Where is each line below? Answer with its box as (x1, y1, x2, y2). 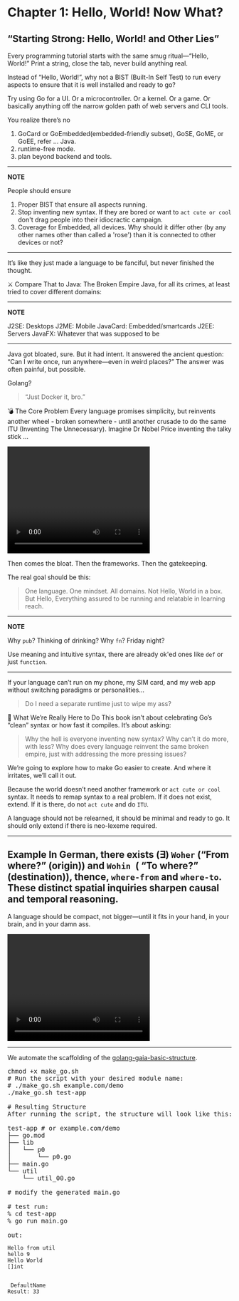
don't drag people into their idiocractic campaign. (17, 215, 164, 224)
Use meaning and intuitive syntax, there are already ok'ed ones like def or (7, 650, 223, 658)
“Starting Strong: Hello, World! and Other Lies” (7, 33, 220, 45)
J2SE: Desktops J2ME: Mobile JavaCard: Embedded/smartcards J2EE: (7, 322, 215, 330)
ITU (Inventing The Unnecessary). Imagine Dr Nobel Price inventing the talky (7, 425, 232, 433)
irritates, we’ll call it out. (7, 771, 77, 779)
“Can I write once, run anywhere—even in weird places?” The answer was (7, 358, 225, 366)
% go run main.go (7, 1216, 68, 1225)
